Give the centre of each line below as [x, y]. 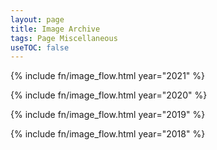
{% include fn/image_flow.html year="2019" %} [108, 115]
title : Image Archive [55, 29]
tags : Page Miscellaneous [64, 38]
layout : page [37, 19]
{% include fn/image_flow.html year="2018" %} [108, 134]
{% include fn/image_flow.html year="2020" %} [109, 95]
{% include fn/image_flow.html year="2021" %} [108, 76]
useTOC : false [40, 47]
